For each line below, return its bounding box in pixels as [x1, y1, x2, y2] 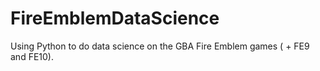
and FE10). [10, 50, 54, 62]
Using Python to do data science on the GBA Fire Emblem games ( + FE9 [10, 40, 310, 52]
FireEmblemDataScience [10, 7, 220, 30]
